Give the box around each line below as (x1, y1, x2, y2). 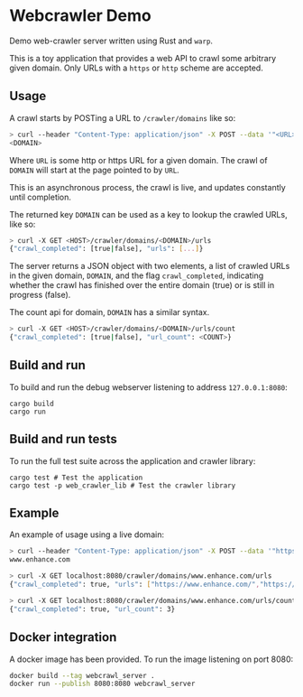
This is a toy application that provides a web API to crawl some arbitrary (9, 52, 277, 63)
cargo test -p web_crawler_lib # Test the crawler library (9, 480, 236, 490)
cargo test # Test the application (9, 473, 143, 482)
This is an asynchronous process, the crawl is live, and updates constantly (9, 181, 286, 192)
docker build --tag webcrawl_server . (9, 671, 155, 680)
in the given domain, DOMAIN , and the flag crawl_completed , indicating (9, 270, 264, 281)
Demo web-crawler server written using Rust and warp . (9, 35, 214, 46)
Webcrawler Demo (9, 5, 151, 26)
